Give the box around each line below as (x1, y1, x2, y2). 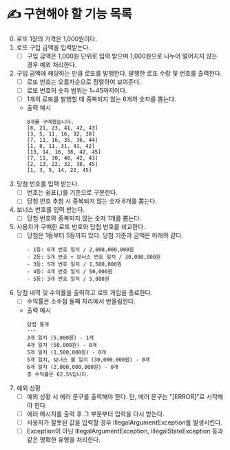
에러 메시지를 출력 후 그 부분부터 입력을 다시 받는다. (26, 409, 165, 418)
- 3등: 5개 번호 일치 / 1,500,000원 (26, 261, 122, 268)
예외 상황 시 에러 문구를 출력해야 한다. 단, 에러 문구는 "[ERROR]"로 (26, 392, 205, 400)
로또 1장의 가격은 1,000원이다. (16, 34, 98, 43)
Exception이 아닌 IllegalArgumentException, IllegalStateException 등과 (26, 427, 224, 435)
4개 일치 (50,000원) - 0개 (26, 341, 97, 348)
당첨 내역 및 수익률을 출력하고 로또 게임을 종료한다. (16, 288, 153, 297)
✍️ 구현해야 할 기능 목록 (6, 6, 132, 22)
